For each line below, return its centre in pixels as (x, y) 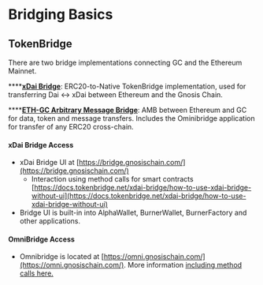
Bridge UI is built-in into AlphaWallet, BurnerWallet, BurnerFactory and (133, 213)
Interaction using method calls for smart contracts (113, 179)
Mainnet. (22, 71)
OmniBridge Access (41, 239)
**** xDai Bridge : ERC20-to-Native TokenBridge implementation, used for (127, 86)
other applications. (50, 221)
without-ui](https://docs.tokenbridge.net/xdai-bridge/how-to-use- (139, 196)
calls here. (36, 273)
